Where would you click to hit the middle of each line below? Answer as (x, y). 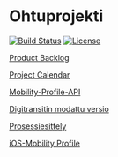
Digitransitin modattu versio (59, 108)
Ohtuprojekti (56, 16)
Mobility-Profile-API (45, 92)
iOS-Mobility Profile (45, 143)
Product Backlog (39, 57)
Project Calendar (40, 75)
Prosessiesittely (38, 126)
